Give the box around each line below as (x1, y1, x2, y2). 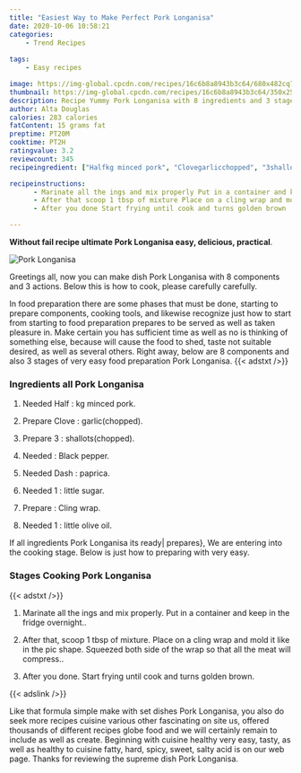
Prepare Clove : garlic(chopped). (21, 416, 143, 426)
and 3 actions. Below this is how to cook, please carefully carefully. (9, 281, 258, 292)
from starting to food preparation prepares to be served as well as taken (9, 318, 276, 328)
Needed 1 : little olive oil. (21, 520, 113, 531)
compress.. (21, 653, 64, 664)
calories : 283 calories (9, 113, 99, 122)
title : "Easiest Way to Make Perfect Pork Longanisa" (9, 13, 215, 22)
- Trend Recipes (25, 38, 87, 48)
